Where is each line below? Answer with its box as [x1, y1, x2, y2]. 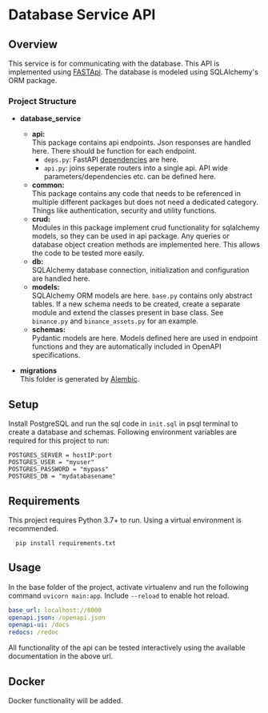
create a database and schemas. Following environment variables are [8, 427, 238, 437]
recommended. [8, 523, 58, 533]
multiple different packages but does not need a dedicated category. [31, 198, 258, 207]
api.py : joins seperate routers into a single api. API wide [43, 163, 229, 173]
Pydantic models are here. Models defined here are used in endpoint [31, 334, 258, 343]
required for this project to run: [8, 436, 110, 446]
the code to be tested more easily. [31, 248, 145, 258]
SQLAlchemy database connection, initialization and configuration [31, 266, 250, 275]
